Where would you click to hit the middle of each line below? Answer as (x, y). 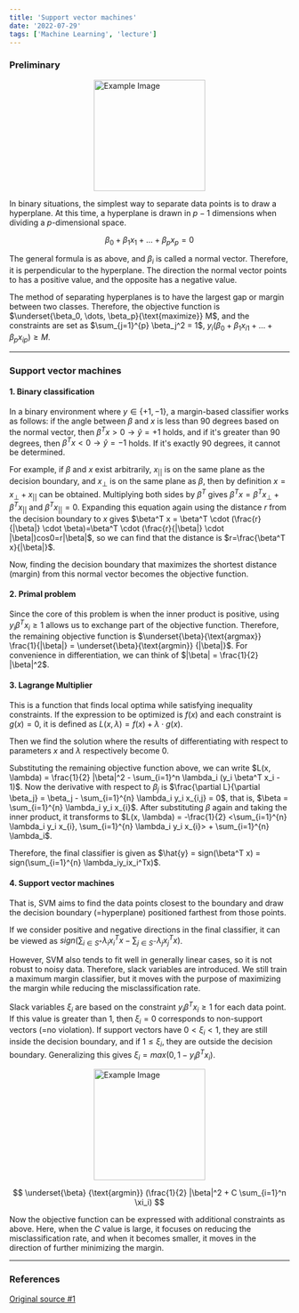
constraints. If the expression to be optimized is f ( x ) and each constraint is (145, 714)
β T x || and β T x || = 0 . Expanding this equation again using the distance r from (148, 507)
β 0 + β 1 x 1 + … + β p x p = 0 (149, 241)
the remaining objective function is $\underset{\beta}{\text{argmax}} (135, 636)
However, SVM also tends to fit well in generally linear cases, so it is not (141, 960)
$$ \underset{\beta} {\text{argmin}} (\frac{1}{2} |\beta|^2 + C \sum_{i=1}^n (149, 1193)
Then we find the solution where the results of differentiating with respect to (149, 741)
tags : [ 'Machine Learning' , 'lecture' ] (83, 34)
